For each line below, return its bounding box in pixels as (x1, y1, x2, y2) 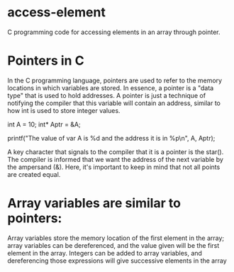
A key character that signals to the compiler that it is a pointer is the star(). (7, 147, 224, 156)
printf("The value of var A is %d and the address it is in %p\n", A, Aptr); (7, 134, 216, 142)
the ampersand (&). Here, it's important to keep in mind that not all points (7, 163, 221, 171)
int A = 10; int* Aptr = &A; (7, 120, 81, 129)
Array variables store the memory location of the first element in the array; (7, 234, 225, 242)
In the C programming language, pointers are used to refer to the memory (7, 76, 222, 85)
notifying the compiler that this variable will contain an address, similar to (7, 99, 221, 107)
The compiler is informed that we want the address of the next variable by (7, 155, 223, 163)
